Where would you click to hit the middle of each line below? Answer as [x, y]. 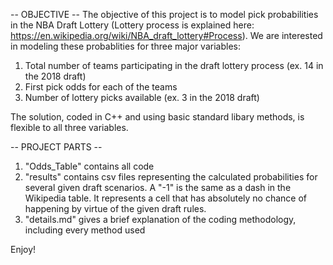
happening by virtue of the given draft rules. [115, 208]
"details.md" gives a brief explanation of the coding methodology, [160, 219]
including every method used [85, 230]
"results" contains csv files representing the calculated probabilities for [171, 177]
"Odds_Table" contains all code [89, 166]
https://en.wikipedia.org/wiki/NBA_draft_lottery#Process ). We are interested [166, 35]
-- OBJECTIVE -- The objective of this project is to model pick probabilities [164, 14]
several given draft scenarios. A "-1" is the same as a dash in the [158, 187]
